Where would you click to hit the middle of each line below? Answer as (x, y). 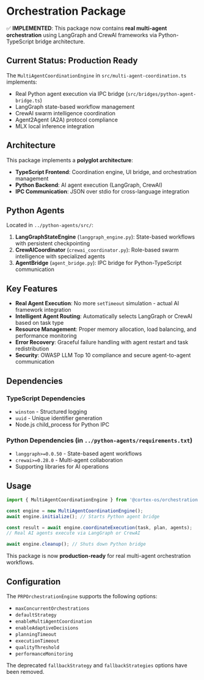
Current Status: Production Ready (72, 61)
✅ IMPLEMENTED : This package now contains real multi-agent (87, 28)
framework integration (43, 310)
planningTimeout (36, 635)
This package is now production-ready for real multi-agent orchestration (99, 556)
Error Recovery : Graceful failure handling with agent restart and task (102, 342)
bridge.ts (28, 101)
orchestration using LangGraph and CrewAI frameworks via (82, 35)
